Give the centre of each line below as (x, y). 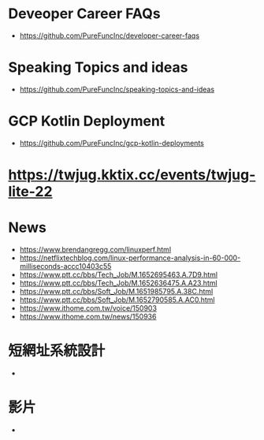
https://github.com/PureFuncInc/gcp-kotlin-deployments (112, 143)
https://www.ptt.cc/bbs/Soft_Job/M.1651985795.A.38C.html (116, 291)
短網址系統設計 (57, 351)
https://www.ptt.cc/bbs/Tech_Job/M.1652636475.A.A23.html (119, 283)
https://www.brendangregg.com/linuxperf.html (95, 249)
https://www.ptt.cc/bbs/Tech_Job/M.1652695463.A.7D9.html (119, 274)
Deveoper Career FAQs (85, 14)
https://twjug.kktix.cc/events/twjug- (132, 175)
